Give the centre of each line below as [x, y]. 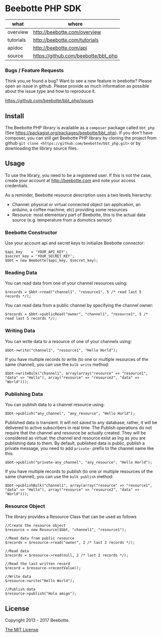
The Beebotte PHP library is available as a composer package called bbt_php [80, 128]
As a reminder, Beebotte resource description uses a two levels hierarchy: [79, 195]
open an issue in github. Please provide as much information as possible [77, 86]
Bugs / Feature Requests [34, 70]
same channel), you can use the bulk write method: [57, 364]
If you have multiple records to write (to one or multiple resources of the [77, 359]
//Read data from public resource [40, 538]
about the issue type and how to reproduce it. [50, 91]
